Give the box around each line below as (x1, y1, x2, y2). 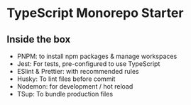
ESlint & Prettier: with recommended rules (16, 67, 139, 75)
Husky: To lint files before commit (16, 74, 116, 83)
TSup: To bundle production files (16, 90, 114, 98)
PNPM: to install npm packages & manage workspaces (16, 52, 178, 60)
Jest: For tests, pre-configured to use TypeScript (16, 60, 160, 68)
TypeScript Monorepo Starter (6, 5, 184, 21)
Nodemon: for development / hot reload (16, 82, 133, 90)
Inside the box (6, 33, 71, 45)
